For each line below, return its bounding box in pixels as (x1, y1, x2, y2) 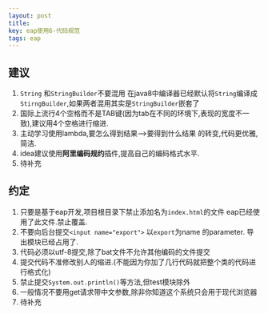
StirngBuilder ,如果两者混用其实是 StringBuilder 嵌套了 (19, 99, 200, 108)
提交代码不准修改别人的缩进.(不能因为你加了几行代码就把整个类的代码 (19, 257, 250, 267)
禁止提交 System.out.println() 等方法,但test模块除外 (19, 277, 190, 287)
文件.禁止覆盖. (41, 217, 88, 227)
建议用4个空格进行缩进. (31, 119, 110, 128)
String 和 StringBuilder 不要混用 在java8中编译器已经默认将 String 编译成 (19, 89, 258, 99)
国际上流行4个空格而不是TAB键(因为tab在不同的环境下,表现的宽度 (19, 109, 236, 119)
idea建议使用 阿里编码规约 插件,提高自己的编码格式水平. (19, 149, 200, 159)
